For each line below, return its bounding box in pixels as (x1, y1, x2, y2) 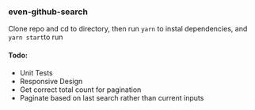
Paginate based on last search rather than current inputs (19, 93, 204, 102)
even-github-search (8, 6, 89, 17)
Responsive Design (19, 76, 83, 86)
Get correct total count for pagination (19, 85, 142, 94)
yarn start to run (8, 32, 63, 42)
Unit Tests (19, 68, 53, 77)
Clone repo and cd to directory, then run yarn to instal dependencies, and (8, 24, 248, 34)
